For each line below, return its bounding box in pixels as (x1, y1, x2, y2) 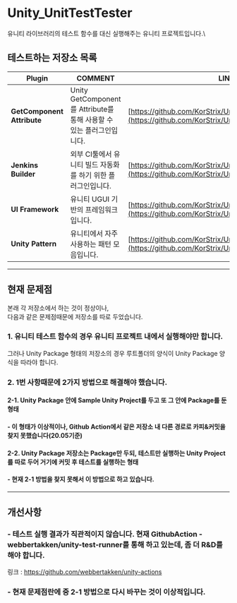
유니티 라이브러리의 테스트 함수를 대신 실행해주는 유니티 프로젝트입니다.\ (7, 29, 206, 37)
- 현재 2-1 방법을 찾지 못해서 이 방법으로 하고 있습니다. (7, 475, 154, 484)
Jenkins (11, 160, 39, 170)
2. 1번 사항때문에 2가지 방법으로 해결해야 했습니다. (7, 377, 168, 387)
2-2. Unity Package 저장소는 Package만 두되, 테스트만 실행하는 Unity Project (7, 448, 226, 457)
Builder (11, 169, 36, 179)
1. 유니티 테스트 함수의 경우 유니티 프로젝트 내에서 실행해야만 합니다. (7, 332, 224, 342)
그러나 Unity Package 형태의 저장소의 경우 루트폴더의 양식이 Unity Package (7, 349, 218, 357)
